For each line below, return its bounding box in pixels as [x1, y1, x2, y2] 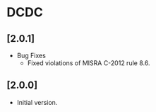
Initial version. [16, 98, 58, 106]
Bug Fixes [16, 51, 47, 60]
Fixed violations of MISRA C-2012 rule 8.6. [27, 59, 150, 67]
